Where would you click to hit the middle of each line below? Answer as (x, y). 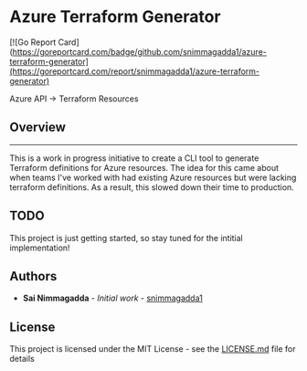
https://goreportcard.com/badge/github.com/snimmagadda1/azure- (139, 51)
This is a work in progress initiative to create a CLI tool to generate (134, 158)
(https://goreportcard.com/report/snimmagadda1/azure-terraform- (135, 71)
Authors (33, 276)
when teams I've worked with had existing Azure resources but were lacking (153, 177)
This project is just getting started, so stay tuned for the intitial (127, 238)
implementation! (40, 248)
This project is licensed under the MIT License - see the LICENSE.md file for (153, 349)
